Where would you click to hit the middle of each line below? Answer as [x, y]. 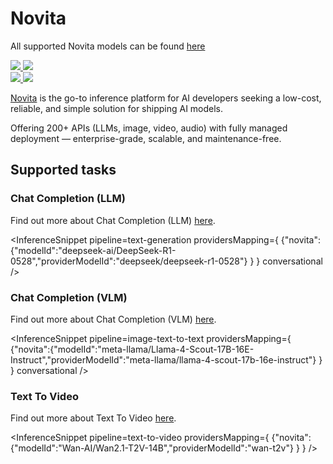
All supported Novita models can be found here [108, 46]
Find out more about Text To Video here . [93, 418]
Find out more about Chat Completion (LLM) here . [113, 220]
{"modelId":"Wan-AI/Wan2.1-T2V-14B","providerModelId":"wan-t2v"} [152, 448]
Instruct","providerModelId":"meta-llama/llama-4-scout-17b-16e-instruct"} [163, 359]
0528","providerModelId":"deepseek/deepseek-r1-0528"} [129, 261]
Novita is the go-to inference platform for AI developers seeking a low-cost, [166, 98]
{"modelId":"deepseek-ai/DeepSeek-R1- [93, 250]
